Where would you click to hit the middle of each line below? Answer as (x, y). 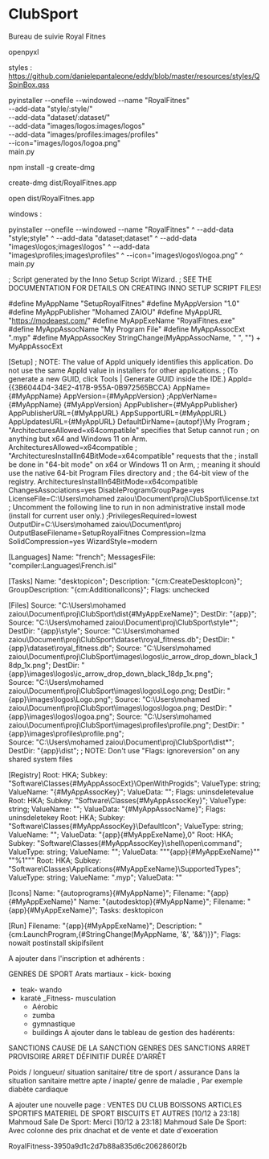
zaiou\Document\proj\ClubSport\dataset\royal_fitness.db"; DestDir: (119, 639)
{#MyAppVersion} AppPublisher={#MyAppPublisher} (151, 404)
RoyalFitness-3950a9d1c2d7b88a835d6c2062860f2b (98, 1146)
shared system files (41, 759)
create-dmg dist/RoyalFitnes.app (63, 183)
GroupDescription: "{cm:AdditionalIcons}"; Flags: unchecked (109, 589)
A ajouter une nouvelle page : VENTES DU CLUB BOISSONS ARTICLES (125, 1104)
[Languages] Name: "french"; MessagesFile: (82, 557)
